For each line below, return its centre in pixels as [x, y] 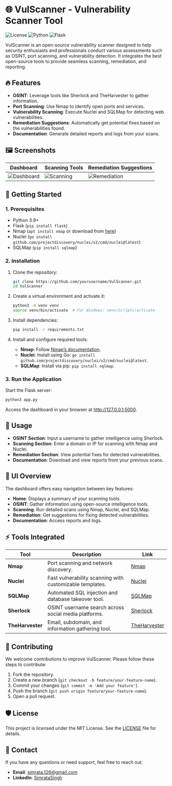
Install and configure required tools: [50, 339]
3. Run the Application [34, 379]
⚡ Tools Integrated [35, 537]
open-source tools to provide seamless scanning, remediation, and [76, 61]
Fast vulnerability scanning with [85, 578]
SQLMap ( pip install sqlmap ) [45, 247]
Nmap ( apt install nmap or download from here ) [64, 231]
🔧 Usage [19, 426]
